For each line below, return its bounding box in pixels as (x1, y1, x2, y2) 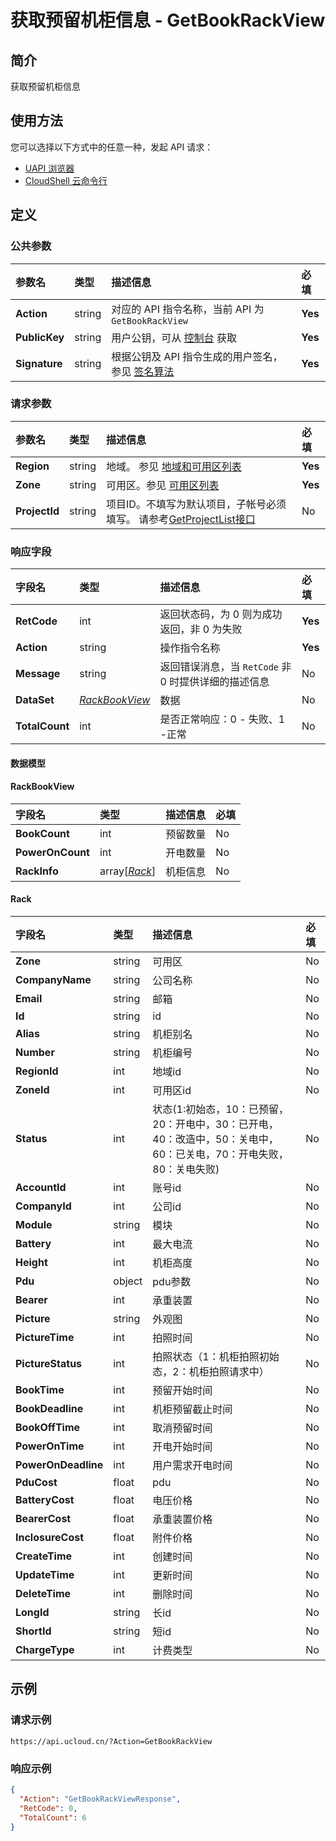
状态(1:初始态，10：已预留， (152, 1102, 289, 1116)
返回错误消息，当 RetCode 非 (159, 660, 292, 674)
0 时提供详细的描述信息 (159, 675, 270, 689)
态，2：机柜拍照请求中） (152, 1365, 270, 1379)
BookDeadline (15, 1402, 84, 1416)
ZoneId (15, 1083, 50, 1097)
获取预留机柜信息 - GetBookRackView (10, 9, 326, 32)
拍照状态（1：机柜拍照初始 (152, 1350, 280, 1364)
